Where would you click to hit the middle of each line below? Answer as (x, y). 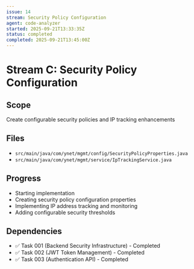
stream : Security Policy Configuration (56, 18)
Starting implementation (45, 193)
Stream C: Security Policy (72, 70)
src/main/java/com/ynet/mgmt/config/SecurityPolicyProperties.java (101, 154)
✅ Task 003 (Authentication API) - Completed (71, 259)
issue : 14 (19, 12)
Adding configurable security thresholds (65, 212)
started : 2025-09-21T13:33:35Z (45, 29)
